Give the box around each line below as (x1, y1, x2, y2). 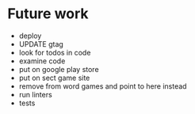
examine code (18, 56, 66, 66)
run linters (18, 89, 52, 99)
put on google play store (18, 64, 100, 74)
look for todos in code (18, 47, 91, 57)
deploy (18, 31, 42, 40)
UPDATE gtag (18, 39, 64, 48)
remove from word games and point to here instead (18, 81, 187, 91)
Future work (7, 5, 89, 23)
